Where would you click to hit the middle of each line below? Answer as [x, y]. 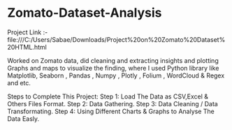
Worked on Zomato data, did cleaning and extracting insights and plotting [113, 60]
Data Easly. [23, 118]
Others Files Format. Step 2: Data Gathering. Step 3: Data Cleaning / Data [113, 103]
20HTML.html [27, 47]
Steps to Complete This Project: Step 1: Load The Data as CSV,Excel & [108, 96]
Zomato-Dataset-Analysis [85, 13]
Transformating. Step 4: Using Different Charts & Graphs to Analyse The [111, 111]
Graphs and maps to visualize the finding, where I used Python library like [113, 68]
